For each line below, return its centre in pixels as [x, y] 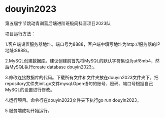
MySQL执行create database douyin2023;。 [53, 67]
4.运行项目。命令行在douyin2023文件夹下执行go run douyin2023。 [73, 100]
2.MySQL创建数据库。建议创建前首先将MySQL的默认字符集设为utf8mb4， [80, 60]
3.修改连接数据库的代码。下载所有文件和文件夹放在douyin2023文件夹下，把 [82, 77]
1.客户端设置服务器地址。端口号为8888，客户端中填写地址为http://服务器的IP [83, 44]
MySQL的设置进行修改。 [30, 89]
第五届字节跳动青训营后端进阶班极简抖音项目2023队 [58, 23]
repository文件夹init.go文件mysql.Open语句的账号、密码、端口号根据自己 [79, 83]
